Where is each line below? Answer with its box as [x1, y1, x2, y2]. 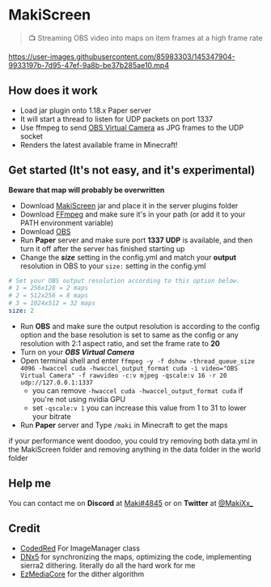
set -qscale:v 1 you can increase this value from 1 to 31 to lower [32, 403, 247, 413]
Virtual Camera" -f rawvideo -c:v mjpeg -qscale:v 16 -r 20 [19, 371, 227, 379]
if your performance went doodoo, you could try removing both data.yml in [8, 435, 258, 445]
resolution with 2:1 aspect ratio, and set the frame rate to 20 [19, 338, 220, 348]
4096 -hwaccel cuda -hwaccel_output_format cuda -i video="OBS [19, 364, 239, 372]
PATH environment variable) [19, 217, 114, 228]
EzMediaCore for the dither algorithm [19, 569, 145, 579]
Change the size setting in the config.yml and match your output [19, 252, 237, 262]
